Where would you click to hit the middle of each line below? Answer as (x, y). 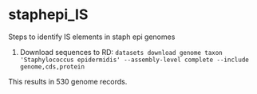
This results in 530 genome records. (68, 81)
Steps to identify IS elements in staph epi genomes (92, 37)
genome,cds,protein (52, 67)
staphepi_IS (48, 15)
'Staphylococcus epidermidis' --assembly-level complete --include (134, 60)
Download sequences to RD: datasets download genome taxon (121, 52)
